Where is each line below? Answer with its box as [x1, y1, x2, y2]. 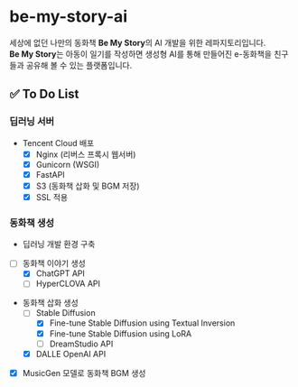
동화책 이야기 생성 [22, 258, 86, 269]
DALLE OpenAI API [35, 348, 107, 359]
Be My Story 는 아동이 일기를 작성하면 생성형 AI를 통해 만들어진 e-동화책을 [9, 48, 273, 60]
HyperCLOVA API [35, 278, 101, 290]
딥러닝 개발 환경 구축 [22, 239, 96, 250]
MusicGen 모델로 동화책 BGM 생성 [22, 367, 146, 378]
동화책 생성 [9, 217, 55, 229]
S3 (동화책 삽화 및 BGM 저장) [35, 180, 140, 191]
